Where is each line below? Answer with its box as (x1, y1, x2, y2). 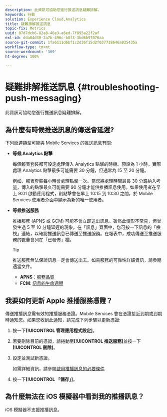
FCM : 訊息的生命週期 (19, 280, 63, 286)
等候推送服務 (12, 207, 39, 213)
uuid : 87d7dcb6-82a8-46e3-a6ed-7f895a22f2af (5, 31, 99, 36)
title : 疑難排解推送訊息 (5, 21, 51, 27)
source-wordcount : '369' (5, 49, 57, 54)
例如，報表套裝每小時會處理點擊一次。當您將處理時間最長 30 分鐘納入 (12, 178, 156, 184)
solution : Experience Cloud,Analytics (5, 17, 86, 22)
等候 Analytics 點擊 (12, 151, 53, 157)
